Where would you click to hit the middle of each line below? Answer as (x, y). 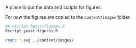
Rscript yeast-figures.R (32, 31)
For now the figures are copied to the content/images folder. (68, 17)
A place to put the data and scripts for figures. (54, 7)
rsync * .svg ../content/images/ (39, 40)
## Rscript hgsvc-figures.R (35, 26)
